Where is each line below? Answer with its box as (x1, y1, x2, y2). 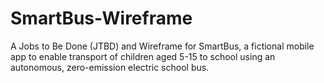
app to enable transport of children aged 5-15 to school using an (10, 50, 276, 62)
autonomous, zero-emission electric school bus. (10, 61, 210, 73)
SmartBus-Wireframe (10, 7, 193, 30)
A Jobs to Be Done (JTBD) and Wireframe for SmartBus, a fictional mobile (10, 40, 315, 52)
